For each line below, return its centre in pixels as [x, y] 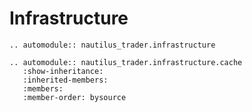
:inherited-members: [65, 80]
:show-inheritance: [63, 71]
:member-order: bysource [74, 97]
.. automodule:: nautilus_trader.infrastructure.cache [126, 62]
